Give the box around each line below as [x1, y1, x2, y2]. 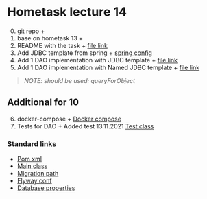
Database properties [16, 184, 75, 192]
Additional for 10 [7, 97, 80, 108]
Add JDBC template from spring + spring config [16, 49, 153, 57]
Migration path [16, 169, 59, 178]
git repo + [16, 27, 45, 35]
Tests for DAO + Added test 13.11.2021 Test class [16, 121, 154, 130]
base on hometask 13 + [16, 34, 84, 42]
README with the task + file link [16, 41, 108, 49]
